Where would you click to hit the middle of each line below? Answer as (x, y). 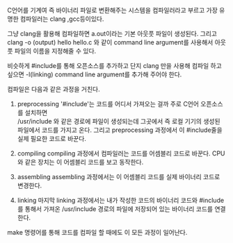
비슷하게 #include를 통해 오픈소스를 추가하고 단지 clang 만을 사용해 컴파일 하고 (115, 66)
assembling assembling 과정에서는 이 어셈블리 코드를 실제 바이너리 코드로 (119, 177)
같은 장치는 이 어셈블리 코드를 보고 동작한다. (84, 162)
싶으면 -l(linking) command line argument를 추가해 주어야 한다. (95, 74)
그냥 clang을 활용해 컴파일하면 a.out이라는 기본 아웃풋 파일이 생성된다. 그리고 (112, 34)
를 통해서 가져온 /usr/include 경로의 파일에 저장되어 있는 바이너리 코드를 (115, 209)
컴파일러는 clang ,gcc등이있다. (62, 19)
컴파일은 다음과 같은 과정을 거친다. (54, 89)
